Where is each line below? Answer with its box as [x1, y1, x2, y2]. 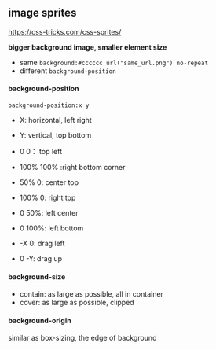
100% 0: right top [19, 193, 76, 203]
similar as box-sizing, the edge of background [8, 333, 157, 343]
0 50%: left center [19, 208, 79, 218]
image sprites [8, 6, 77, 20]
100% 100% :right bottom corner [19, 163, 126, 172]
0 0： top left [19, 147, 63, 157]
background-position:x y [8, 101, 90, 109]
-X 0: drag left [19, 239, 65, 249]
